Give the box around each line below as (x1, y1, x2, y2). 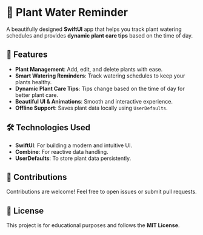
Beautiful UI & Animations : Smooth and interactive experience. (15, 98, 173, 105)
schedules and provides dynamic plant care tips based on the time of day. (6, 31, 193, 39)
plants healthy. (15, 78, 52, 85)
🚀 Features (6, 50, 48, 60)
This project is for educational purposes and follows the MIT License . (6, 222, 180, 229)
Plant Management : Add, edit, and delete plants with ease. (15, 65, 163, 73)
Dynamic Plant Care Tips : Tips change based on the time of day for (15, 85, 185, 92)
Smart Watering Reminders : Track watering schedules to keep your (15, 72, 185, 79)
